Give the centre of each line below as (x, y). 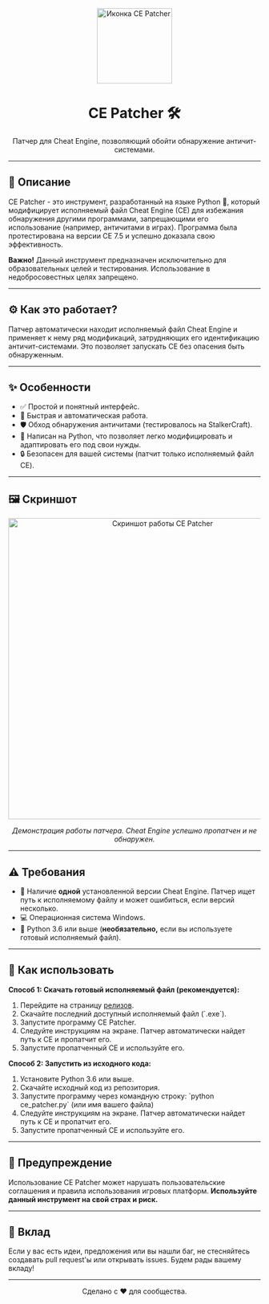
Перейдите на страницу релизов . (77, 1005)
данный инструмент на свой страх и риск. (83, 1199)
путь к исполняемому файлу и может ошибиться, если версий (127, 900)
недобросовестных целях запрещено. (73, 277)
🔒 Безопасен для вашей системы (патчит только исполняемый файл (137, 454)
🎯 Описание (40, 183)
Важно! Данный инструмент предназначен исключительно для (117, 259)
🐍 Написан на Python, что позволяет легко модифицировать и (126, 436)
